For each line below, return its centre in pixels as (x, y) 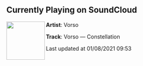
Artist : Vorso (62, 24)
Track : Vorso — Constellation (83, 37)
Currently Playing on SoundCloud (72, 10)
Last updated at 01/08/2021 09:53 (89, 48)
